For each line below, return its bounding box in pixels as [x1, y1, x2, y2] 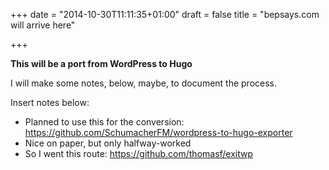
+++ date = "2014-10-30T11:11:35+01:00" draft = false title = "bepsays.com [10, 9, 320, 20]
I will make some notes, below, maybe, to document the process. [10, 77, 278, 89]
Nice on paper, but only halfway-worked [24, 137, 192, 149]
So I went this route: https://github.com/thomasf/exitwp [24, 148, 254, 159]
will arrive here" [10, 19, 76, 31]
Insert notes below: [10, 97, 90, 108]
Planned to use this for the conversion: [24, 116, 185, 128]
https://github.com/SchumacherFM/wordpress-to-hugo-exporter [24, 127, 293, 138]
